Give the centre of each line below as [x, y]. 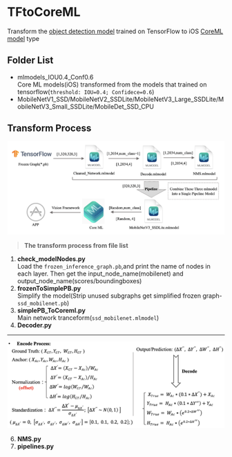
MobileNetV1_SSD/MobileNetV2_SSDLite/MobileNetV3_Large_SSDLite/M [120, 99]
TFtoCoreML [44, 12]
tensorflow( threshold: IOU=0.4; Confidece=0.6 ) [86, 91]
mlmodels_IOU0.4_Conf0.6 [55, 77]
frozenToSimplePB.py [49, 288]
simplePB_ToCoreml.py [51, 310]
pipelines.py [35, 447]
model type [23, 38]
